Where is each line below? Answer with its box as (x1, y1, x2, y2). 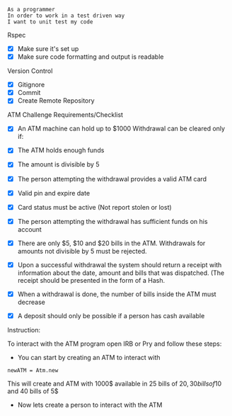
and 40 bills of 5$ (7, 387, 59, 395)
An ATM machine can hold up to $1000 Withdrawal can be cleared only (17, 124, 225, 133)
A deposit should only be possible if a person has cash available (17, 311, 205, 320)
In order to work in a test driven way (7, 12, 125, 19)
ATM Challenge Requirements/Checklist (7, 111, 124, 119)
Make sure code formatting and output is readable (17, 52, 164, 61)
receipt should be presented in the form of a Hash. (17, 276, 165, 284)
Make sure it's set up (17, 45, 79, 52)
